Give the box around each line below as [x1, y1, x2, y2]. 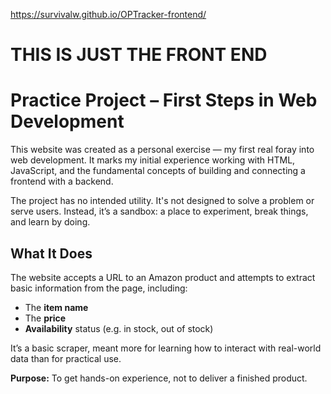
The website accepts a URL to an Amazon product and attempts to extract [10, 271, 316, 283]
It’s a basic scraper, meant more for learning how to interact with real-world [10, 342, 322, 354]
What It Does [10, 245, 93, 262]
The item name [24, 301, 89, 313]
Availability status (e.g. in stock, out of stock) [24, 322, 214, 334]
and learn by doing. [10, 216, 91, 228]
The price [24, 312, 67, 324]
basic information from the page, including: [10, 282, 188, 294]
